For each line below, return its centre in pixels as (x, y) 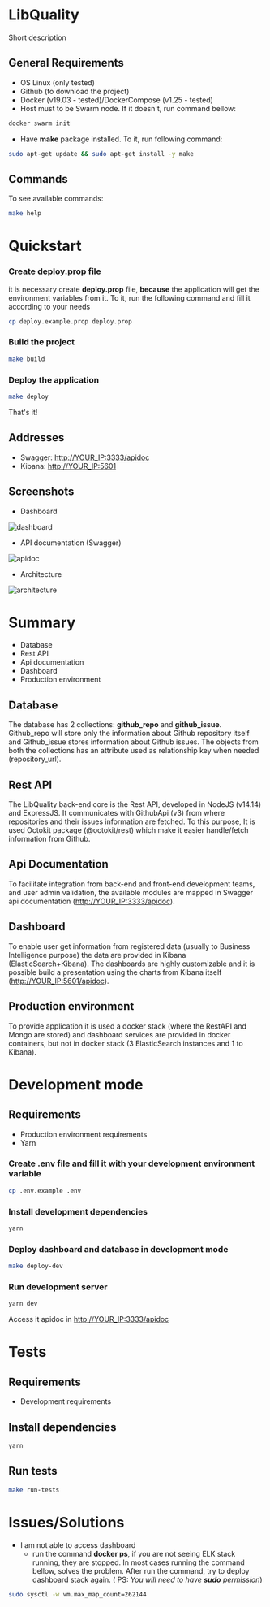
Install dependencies (62, 1427)
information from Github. (49, 839)
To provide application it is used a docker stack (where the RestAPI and (128, 1026)
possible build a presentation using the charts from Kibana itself (115, 972)
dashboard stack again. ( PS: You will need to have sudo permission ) (147, 1579)
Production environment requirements (84, 1134)
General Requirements (66, 63)
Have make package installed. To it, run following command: (121, 139)
